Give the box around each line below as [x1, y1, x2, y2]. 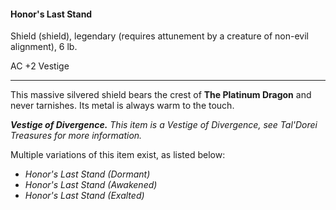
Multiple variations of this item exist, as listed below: [10, 149, 226, 161]
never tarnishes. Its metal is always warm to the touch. [10, 100, 235, 112]
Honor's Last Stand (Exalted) [24, 190, 145, 202]
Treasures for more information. [10, 130, 143, 142]
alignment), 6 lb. [10, 41, 78, 53]
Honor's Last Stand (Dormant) [24, 168, 151, 180]
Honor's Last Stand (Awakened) [24, 179, 158, 191]
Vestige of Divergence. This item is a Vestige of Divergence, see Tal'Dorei [10, 119, 318, 131]
